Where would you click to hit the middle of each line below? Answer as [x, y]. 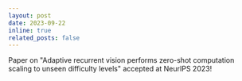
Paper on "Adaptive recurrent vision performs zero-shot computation [121, 60]
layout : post [30, 15]
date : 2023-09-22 [37, 23]
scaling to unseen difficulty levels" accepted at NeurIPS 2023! [110, 69]
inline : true [30, 30]
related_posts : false [44, 38]
